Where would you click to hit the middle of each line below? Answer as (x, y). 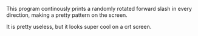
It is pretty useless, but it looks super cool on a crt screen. (79, 27)
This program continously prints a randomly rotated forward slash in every (99, 9)
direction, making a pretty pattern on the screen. (67, 15)
